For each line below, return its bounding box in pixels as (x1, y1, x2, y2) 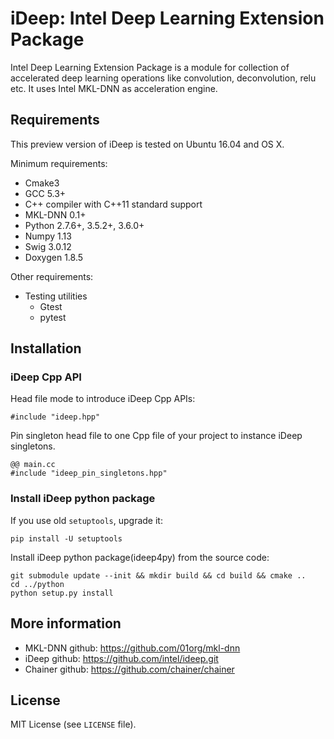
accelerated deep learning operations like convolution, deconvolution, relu (10, 72, 317, 84)
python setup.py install (10, 588, 114, 598)
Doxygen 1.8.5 (24, 251, 84, 263)
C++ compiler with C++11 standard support (24, 198, 203, 210)
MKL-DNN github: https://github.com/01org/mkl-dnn (24, 642, 241, 654)
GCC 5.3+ (24, 187, 67, 199)
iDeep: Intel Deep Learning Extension (10, 7, 325, 30)
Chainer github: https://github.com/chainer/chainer (24, 663, 235, 675)
